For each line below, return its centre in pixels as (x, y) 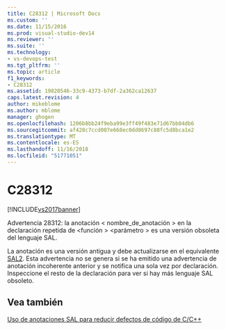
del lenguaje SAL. (32, 238)
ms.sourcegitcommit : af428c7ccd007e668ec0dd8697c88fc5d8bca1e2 (101, 130)
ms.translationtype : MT (42, 136)
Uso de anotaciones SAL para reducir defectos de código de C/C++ (104, 319)
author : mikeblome (34, 104)
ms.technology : (29, 53)
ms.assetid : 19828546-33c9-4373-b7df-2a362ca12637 (82, 91)
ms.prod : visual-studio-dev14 (51, 33)
